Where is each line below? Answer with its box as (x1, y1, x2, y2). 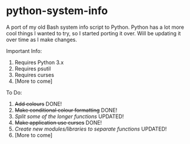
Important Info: (6, 47, 42, 54)
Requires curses (14, 71, 55, 78)
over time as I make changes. (6, 36, 78, 43)
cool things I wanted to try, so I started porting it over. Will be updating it (6, 29, 181, 36)
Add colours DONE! (14, 100, 62, 107)
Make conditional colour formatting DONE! (14, 106, 118, 113)
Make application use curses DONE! (14, 119, 102, 126)
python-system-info (6, 4, 108, 18)
